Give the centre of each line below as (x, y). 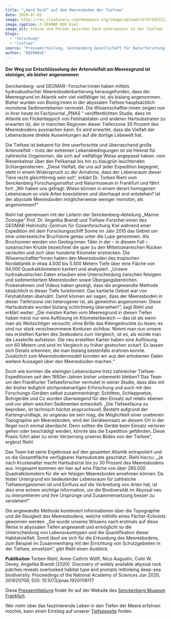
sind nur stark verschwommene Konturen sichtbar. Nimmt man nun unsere (83, 328)
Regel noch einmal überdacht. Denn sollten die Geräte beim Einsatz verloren (85, 426)
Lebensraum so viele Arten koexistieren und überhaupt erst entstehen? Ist (83, 194)
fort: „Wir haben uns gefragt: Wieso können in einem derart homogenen (80, 188)
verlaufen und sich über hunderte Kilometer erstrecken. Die (67, 252)
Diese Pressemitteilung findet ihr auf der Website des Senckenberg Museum (85, 590)
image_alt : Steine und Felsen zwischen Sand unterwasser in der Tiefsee (84, 29)
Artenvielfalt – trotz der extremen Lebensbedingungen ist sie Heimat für (80, 150)
